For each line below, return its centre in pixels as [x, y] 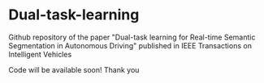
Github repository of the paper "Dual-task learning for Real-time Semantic [132, 37]
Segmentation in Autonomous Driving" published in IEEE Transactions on [130, 45]
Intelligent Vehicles [40, 54]
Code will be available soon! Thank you [74, 69]
